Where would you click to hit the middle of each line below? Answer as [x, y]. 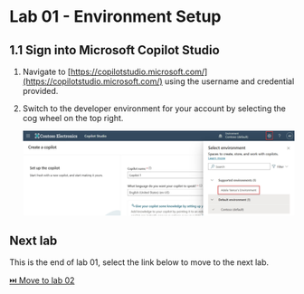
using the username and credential [229, 81]
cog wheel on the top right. [73, 118]
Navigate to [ [47, 71]
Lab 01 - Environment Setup [115, 17]
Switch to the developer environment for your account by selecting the [154, 109]
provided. [40, 91]
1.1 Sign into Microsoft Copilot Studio [114, 50]
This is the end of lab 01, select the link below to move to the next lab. [139, 262]
